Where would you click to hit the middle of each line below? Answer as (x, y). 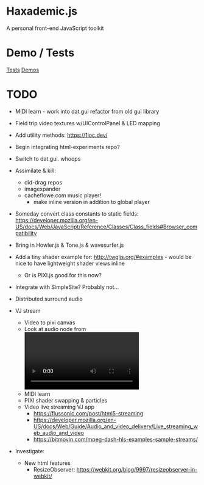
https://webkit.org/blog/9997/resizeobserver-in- (137, 469)
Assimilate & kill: (35, 170)
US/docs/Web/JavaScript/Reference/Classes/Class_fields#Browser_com (106, 227)
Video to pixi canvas (50, 323)
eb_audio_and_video (58, 432)
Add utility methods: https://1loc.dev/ (61, 135)
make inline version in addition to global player (92, 202)
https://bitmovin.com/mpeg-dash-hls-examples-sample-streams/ (115, 439)
